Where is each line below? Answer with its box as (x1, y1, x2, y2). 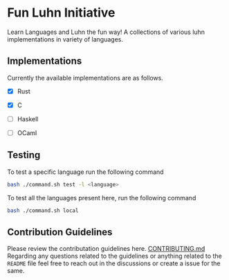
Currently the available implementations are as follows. (7, 73, 164, 82)
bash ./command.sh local (7, 207, 79, 214)
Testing (7, 149, 41, 161)
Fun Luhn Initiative (7, 5, 116, 21)
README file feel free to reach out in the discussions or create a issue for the (7, 259, 221, 268)
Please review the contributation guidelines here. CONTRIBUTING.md (7, 245, 205, 253)
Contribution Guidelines (7, 226, 113, 238)
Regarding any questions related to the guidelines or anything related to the (7, 252, 223, 261)
